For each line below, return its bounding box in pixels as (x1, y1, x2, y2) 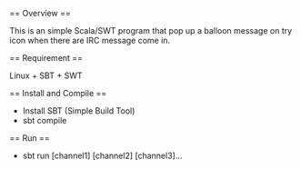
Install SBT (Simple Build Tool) (22, 105, 135, 116)
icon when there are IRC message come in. (9, 35, 171, 45)
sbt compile (22, 115, 67, 125)
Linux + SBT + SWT (9, 70, 83, 81)
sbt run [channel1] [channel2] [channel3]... (22, 150, 183, 161)
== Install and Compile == (9, 88, 107, 98)
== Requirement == (9, 53, 84, 63)
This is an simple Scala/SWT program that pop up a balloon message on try (9, 25, 293, 35)
